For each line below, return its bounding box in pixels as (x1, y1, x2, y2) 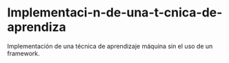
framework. (7, 49, 40, 58)
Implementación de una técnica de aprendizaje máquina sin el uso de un (7, 42, 213, 50)
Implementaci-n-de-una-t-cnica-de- (7, 5, 223, 21)
